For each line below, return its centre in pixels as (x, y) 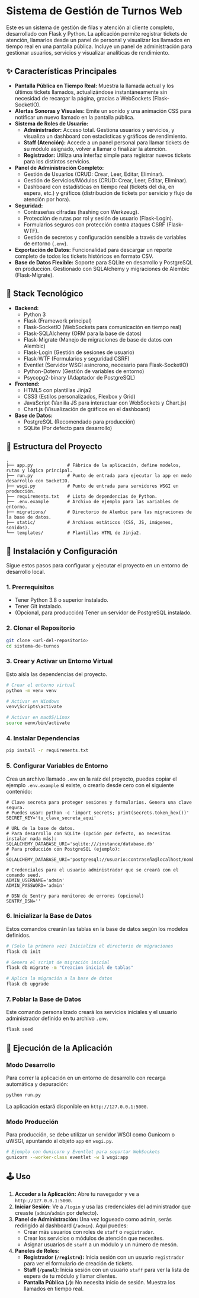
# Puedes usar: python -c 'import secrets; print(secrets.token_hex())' (98, 813)
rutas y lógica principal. (39, 470)
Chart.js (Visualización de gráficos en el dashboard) (87, 409)
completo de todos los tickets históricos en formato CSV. (84, 256)
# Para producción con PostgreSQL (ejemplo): (63, 849)
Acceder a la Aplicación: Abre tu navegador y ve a (77, 1194)
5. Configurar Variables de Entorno (57, 766)
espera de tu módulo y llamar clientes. (70, 1276)
